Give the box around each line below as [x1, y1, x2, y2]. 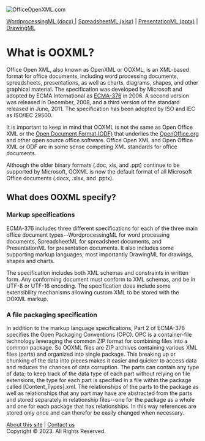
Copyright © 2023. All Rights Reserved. [6, 427, 106, 435]
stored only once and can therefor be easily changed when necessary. [6, 408, 185, 416]
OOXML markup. [6, 295, 49, 302]
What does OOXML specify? [6, 192, 116, 202]
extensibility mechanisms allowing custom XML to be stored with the [6, 288, 179, 296]
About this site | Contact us [6, 421, 75, 428]
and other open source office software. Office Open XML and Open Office [6, 136, 193, 144]
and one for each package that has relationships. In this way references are [6, 402, 197, 410]
